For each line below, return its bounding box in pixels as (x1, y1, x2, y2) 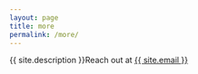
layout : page (9, 13, 59, 23)
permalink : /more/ (9, 30, 79, 39)
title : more (9, 22, 54, 31)
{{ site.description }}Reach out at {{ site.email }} (9, 55, 189, 66)
